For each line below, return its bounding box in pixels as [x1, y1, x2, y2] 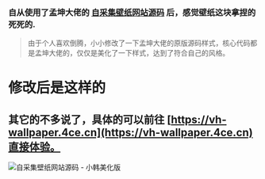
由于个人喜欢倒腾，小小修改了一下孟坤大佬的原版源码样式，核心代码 [27, 38, 251, 48]
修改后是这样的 [8, 79, 106, 97]
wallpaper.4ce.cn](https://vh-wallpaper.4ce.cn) [8, 125, 253, 139]
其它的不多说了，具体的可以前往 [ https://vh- [8, 112, 227, 126]
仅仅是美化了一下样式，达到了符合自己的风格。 [76, 48, 230, 58]
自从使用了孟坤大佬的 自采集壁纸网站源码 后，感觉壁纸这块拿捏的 [8, 6, 256, 17]
